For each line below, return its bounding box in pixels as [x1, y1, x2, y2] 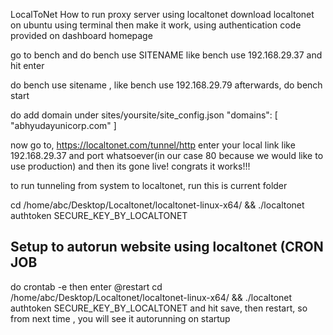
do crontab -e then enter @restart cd [10, 280, 163, 293]
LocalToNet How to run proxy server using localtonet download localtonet [10, 9, 315, 20]
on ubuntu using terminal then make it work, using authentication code [10, 19, 302, 31]
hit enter [10, 60, 45, 71]
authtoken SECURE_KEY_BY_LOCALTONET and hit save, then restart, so [10, 302, 308, 314]
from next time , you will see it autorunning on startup [10, 312, 231, 324]
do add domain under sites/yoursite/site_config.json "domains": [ [10, 109, 278, 121]
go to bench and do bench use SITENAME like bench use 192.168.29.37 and [10, 49, 323, 61]
